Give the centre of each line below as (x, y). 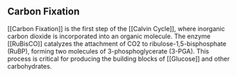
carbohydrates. (29, 66)
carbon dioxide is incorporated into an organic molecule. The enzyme (109, 36)
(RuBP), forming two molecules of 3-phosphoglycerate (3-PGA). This (108, 51)
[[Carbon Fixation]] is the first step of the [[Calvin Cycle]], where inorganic (116, 28)
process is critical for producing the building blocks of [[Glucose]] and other (118, 59)
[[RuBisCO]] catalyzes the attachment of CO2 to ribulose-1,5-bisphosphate (117, 43)
